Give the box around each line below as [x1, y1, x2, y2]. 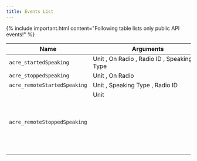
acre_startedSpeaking [9, 59, 69, 66]
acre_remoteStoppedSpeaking [9, 118, 87, 125]
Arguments [131, 44, 164, 53]
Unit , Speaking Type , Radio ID [93, 81, 178, 89]
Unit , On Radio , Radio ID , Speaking [93, 54, 192, 63]
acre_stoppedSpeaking [9, 72, 69, 79]
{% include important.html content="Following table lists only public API [6, 25, 180, 32]
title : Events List [6, 8, 54, 15]
